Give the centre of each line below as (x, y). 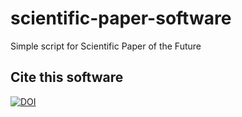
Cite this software (67, 77)
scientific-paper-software (121, 18)
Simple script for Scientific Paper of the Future (106, 46)
